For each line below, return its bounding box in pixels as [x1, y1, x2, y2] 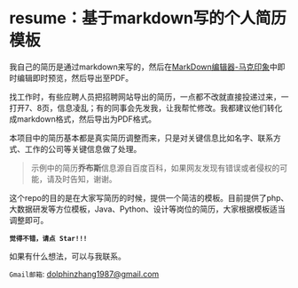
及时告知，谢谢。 [54, 173, 117, 184]
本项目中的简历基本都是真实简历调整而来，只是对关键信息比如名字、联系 [9, 132, 273, 143]
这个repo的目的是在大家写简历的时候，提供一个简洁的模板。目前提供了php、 [9, 192, 289, 203]
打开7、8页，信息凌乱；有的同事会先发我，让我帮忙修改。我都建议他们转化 [9, 102, 283, 113]
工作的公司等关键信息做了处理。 [24, 143, 142, 154]
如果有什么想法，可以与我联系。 [9, 251, 126, 261]
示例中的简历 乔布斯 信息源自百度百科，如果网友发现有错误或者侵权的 [30, 162, 280, 173]
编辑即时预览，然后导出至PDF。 [16, 72, 134, 83]
